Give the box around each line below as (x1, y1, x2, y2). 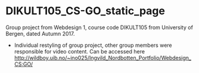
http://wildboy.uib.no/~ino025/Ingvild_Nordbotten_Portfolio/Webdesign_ (14, 54, 192, 61)
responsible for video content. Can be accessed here (14, 47, 145, 55)
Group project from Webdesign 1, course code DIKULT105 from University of (5, 24, 193, 31)
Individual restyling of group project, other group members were (14, 42, 172, 49)
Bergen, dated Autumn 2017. (5, 30, 75, 37)
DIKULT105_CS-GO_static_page (5, 4, 165, 18)
